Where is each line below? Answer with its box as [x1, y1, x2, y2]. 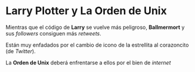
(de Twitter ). [5, 47, 36, 54]
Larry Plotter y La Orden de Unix [5, 4, 168, 18]
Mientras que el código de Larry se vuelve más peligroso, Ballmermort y [5, 24, 185, 31]
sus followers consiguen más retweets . [5, 30, 102, 37]
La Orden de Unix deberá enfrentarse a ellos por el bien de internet [5, 59, 171, 66]
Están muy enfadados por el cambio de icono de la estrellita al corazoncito [5, 41, 189, 48]
